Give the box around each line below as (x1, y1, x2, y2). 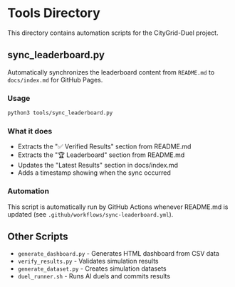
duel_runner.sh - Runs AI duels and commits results (17, 272, 171, 281)
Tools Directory (7, 5, 101, 21)
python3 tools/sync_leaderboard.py (7, 109, 113, 117)
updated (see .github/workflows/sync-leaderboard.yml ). (7, 210, 174, 218)
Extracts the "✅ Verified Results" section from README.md (17, 142, 192, 151)
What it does (7, 126, 53, 136)
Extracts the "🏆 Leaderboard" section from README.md (17, 151, 185, 159)
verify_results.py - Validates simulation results (17, 257, 159, 266)
